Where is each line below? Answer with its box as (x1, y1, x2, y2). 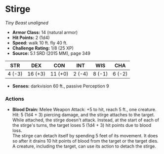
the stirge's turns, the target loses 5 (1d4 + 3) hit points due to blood (12, 122, 152, 128)
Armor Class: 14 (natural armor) (12, 29, 78, 35)
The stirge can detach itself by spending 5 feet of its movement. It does (12, 133, 158, 139)
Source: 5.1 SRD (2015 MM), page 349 (12, 50, 90, 56)
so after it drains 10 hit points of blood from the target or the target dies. (12, 138, 159, 144)
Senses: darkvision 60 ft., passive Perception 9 (12, 83, 110, 89)
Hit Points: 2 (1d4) (12, 35, 50, 40)
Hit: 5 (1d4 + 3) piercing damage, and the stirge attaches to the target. (12, 112, 155, 118)
